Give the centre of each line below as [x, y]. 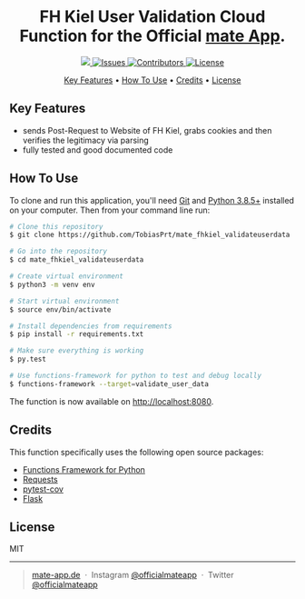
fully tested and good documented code [98, 150]
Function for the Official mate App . [152, 36]
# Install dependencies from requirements [91, 326]
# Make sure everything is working [77, 351]
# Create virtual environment [67, 276]
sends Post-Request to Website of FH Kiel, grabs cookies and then [147, 130]
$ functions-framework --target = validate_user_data [109, 384]
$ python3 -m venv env [52, 285]
